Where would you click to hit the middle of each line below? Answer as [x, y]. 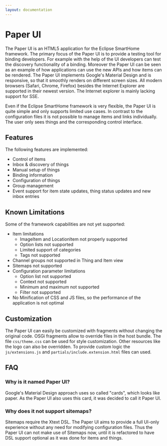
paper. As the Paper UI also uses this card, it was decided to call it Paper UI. [83, 398]
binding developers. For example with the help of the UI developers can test [83, 59]
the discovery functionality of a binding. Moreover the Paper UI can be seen [83, 64]
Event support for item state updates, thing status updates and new [82, 191]
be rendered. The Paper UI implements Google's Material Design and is [78, 75]
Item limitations [28, 234]
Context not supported [43, 282]
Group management [33, 186]
